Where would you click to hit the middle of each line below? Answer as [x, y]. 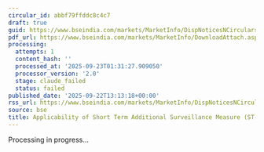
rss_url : [22, 103]
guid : [17, 30]
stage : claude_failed [51, 81]
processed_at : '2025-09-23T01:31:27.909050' [89, 67]
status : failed [40, 88]
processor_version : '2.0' [58, 74]
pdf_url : [22, 37]
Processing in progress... [48, 139]
